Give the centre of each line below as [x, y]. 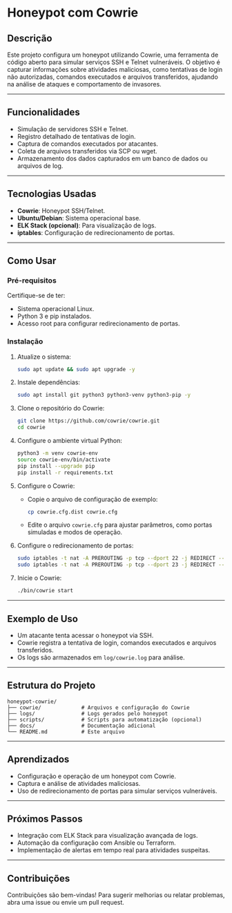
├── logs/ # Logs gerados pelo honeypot [88, 713]
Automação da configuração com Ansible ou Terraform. [96, 843]
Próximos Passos [45, 819]
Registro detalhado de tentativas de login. [76, 136]
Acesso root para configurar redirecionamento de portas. [98, 323]
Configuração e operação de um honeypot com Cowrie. [97, 776]
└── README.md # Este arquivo [66, 732]
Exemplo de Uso [42, 619]
